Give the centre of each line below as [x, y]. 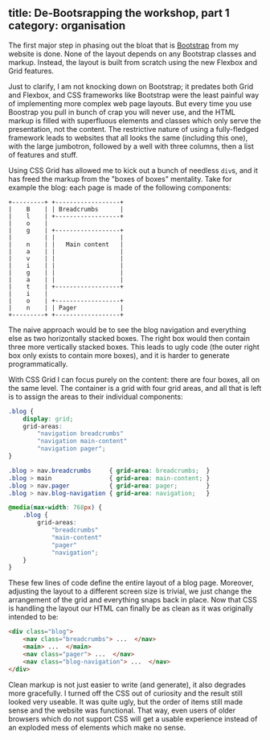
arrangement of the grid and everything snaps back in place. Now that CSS [133, 600]
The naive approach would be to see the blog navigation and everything [127, 330]
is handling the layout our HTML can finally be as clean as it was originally [131, 608]
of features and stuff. [43, 154]
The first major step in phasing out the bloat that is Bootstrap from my [124, 45]
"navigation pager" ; [72, 449]
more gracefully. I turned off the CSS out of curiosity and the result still [125, 693]
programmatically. [38, 364]
